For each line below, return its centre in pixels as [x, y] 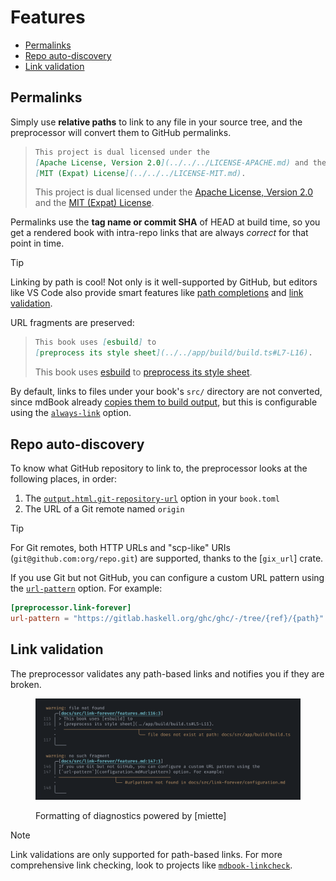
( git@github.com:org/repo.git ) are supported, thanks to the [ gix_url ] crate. [167, 558]
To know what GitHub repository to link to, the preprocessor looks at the [159, 468]
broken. [26, 684]
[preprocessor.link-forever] [71, 607]
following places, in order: [64, 478]
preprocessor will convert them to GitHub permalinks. [121, 132]
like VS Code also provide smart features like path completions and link [157, 293]
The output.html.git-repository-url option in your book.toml [152, 498]
